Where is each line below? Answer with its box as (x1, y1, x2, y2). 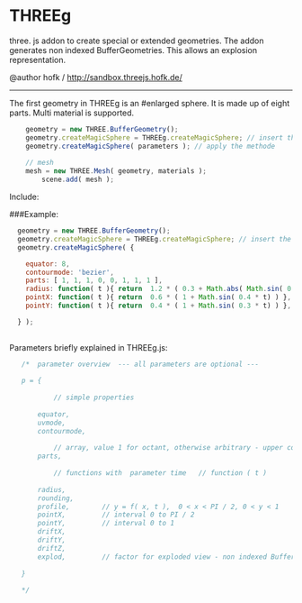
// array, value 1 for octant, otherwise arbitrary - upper (53, 443, 283, 452)
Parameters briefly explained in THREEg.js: (9, 342, 168, 352)
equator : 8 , (25, 259, 70, 269)
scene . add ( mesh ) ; (41, 175, 115, 185)
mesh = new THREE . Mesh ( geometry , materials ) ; (25, 167, 207, 176)
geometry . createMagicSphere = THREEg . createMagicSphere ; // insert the (17, 234, 292, 243)
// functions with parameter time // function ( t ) (53, 469, 268, 478)
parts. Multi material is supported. (9, 107, 135, 118)
